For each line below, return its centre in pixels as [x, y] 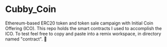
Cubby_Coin [31, 9]
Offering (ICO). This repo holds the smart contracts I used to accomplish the [83, 28]
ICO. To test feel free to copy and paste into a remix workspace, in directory [83, 33]
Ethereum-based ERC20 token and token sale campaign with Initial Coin [79, 23]
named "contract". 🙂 [26, 39]
